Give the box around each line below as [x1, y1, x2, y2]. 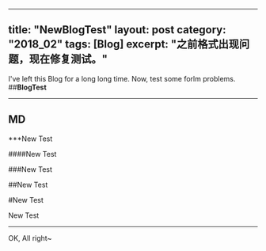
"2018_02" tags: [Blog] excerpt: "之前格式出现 [8, 37, 240, 51]
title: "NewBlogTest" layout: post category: [8, 23, 226, 36]
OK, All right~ [8, 233, 52, 242]
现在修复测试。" [28, 52, 108, 66]
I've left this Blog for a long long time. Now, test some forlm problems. [8, 74, 236, 83]
